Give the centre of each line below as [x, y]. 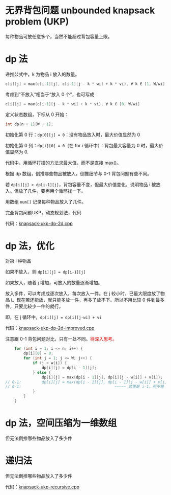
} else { [42, 372]
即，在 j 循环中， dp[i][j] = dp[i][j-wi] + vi [53, 317]
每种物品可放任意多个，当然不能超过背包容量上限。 [59, 36]
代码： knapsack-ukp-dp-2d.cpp [39, 223]
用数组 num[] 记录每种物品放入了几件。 [46, 201]
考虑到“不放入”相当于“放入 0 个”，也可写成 [50, 94]
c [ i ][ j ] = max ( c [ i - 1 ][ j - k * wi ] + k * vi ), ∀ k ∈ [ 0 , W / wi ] [73, 104]
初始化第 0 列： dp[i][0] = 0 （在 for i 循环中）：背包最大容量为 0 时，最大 [82, 145]
